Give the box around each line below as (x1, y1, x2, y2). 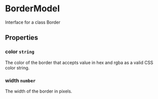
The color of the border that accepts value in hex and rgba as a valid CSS (5, 60, 154, 66)
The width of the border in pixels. (5, 88, 73, 94)
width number (5, 77, 36, 84)
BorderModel (5, 3, 60, 14)
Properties (5, 33, 38, 42)
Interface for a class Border (5, 19, 60, 25)
